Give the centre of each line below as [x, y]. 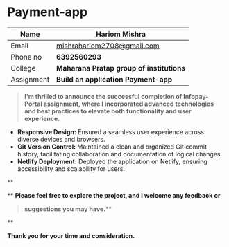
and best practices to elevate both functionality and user [108, 111]
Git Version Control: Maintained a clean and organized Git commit [112, 147]
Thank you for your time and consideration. [71, 235]
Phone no [26, 57]
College [23, 68]
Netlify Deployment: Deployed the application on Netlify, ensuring [112, 161]
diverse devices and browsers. [61, 139]
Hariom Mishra [121, 34]
